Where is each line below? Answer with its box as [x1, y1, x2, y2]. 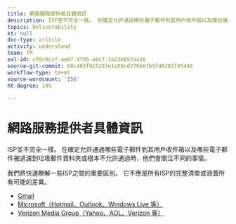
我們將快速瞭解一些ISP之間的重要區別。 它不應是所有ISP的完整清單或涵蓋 [7, 169, 219, 178]
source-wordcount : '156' [7, 75, 80, 83]
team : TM [7, 50, 33, 57]
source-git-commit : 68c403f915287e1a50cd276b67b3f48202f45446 [7, 62, 193, 70]
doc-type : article [7, 37, 61, 44]
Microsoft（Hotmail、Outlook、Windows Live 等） [17, 200, 163, 209]
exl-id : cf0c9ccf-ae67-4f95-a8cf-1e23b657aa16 [7, 56, 146, 63]
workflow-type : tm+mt [7, 69, 71, 76]
